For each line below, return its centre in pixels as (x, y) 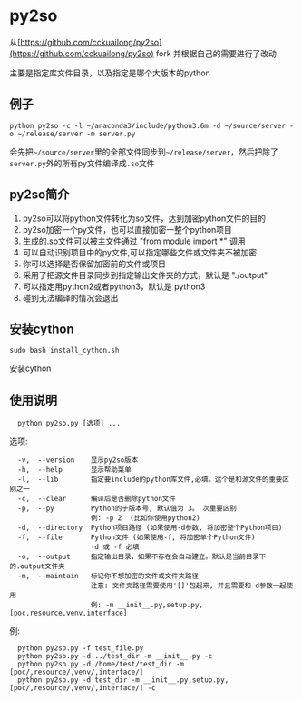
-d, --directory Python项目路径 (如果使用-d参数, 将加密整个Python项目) (150, 528)
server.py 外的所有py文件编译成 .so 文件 (83, 163)
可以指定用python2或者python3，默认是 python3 (114, 286)
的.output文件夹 (37, 566)
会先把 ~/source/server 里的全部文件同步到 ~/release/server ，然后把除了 (144, 152)
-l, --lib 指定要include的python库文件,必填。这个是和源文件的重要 (150, 480)
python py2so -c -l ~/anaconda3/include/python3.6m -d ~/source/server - (152, 125)
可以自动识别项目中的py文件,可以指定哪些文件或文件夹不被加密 (139, 252)
